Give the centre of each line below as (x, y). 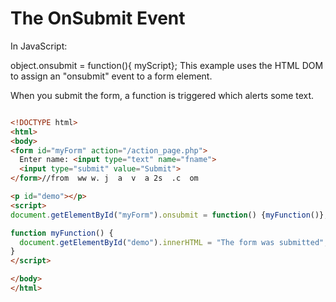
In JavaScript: (39, 46)
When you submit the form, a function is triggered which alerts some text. (162, 95)
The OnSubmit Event (98, 18)
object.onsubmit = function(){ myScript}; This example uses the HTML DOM (167, 65)
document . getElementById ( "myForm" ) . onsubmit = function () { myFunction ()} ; (169, 215)
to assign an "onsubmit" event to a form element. (111, 76)
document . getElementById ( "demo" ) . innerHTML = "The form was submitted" (172, 242)
